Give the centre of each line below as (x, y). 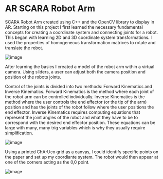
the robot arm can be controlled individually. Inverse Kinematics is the (75, 97)
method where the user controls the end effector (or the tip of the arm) (76, 102)
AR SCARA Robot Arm (50, 9)
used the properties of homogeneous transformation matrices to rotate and (80, 42)
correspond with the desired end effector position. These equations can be (80, 123)
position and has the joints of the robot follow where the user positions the (80, 107)
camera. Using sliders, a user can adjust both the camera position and (75, 72)
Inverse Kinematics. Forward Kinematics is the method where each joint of (80, 91)
